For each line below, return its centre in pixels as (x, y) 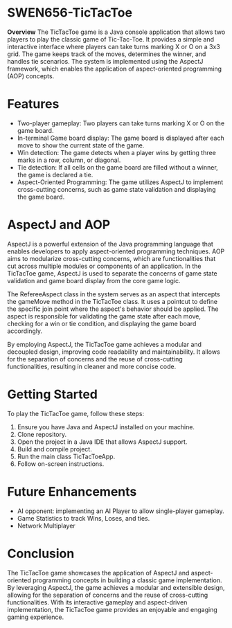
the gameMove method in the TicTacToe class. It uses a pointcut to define (113, 301)
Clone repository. (42, 434)
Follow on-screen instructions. (61, 464)
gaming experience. (36, 617)
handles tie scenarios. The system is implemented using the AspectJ (105, 61)
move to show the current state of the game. (81, 145)
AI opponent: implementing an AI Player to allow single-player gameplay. (121, 511)
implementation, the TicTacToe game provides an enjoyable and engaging (113, 609)
